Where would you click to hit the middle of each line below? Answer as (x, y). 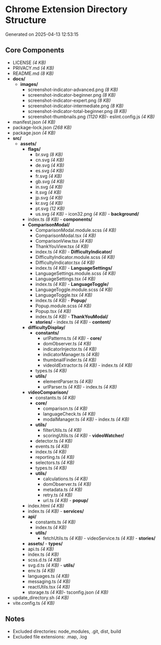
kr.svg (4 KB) (49, 203)
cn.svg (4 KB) (50, 160)
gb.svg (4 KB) (50, 181)
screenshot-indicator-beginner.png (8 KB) (72, 95)
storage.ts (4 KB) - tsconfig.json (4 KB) (68, 592)
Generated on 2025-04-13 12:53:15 (42, 34)
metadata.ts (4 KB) (63, 489)
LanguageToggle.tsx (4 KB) (64, 295)
